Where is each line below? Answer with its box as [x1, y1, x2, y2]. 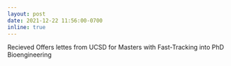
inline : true [7, 23, 46, 31]
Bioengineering [7, 50, 52, 59]
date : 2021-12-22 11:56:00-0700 [7, 17, 103, 24]
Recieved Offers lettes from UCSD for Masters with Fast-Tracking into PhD [7, 43, 225, 52]
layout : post [7, 10, 46, 18]
